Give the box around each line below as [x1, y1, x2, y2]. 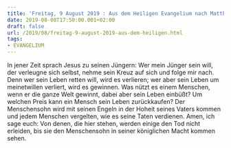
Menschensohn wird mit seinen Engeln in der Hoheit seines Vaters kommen [7, 105, 221, 113]
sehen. [7, 134, 27, 142]
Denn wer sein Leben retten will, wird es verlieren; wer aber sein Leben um [7, 76, 219, 83]
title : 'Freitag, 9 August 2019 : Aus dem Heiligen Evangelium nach [7, 10, 208, 17]
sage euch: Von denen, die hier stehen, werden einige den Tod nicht [7, 120, 201, 127]
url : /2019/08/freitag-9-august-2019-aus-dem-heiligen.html [7, 29, 184, 36]
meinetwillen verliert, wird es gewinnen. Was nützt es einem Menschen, [7, 83, 210, 91]
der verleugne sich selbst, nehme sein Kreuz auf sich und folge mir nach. [7, 68, 214, 76]
